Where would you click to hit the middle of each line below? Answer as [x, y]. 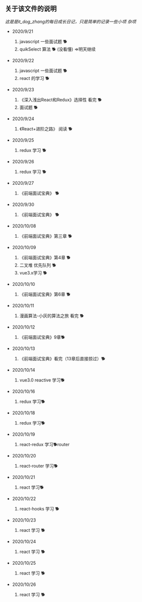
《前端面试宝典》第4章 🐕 [45, 257]
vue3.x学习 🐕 [33, 273]
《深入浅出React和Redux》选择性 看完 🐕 [60, 100]
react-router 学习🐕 [39, 466]
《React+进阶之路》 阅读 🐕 [46, 128]
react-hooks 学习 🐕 [39, 508]
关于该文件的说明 [31, 9]
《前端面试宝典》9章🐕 [42, 337]
